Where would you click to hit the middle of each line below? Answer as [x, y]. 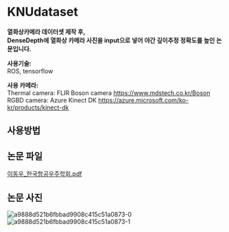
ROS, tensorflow [30, 71]
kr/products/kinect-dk [38, 107]
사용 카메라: [23, 85]
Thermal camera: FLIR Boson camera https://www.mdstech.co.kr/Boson [109, 92]
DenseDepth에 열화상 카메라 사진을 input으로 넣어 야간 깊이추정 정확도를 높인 [111, 40]
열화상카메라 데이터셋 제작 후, [46, 31]
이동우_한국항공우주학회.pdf [45, 174]
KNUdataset [43, 12]
